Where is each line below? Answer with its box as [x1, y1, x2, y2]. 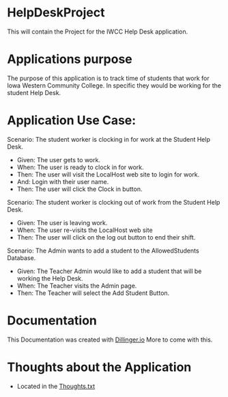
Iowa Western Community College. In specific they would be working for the [7, 81, 222, 90]
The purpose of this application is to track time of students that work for [7, 74, 210, 82]
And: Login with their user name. [16, 177, 109, 185]
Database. [7, 253, 36, 261]
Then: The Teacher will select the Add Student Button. [16, 289, 170, 297]
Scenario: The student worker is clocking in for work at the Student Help [7, 135, 210, 143]
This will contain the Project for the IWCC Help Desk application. [7, 27, 188, 36]
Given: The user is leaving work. [16, 218, 108, 227]
